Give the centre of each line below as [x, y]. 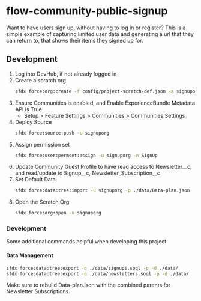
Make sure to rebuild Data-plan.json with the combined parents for [88, 285]
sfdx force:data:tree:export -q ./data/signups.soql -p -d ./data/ [92, 268]
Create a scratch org [40, 80]
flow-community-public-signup [87, 11]
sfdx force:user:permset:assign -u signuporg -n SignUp [86, 155]
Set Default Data [35, 180]
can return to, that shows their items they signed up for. [75, 40]
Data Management [30, 255]
